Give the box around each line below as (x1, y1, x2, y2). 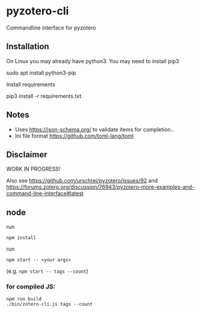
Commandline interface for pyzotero (6, 24, 96, 31)
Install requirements (6, 81, 55, 88)
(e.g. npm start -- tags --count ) (6, 267, 88, 275)
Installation (6, 41, 49, 52)
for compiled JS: (6, 282, 56, 291)
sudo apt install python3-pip (6, 69, 76, 76)
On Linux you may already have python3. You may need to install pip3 (6, 57, 179, 64)
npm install (6, 235, 36, 241)
